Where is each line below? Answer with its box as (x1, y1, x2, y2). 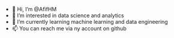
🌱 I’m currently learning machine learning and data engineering (11, 18, 168, 25)
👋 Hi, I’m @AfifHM (11, 6, 57, 12)
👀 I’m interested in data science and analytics (11, 12, 124, 19)
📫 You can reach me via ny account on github (11, 25, 127, 32)
